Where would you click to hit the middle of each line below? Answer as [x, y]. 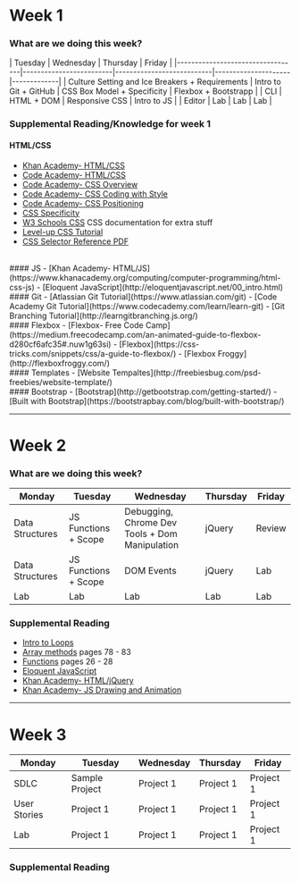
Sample [87, 778]
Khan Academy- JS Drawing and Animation [102, 690]
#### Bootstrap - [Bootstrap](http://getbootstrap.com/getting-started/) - [143, 391]
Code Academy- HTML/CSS [74, 174]
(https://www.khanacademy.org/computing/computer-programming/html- [145, 277]
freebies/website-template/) [61, 382]
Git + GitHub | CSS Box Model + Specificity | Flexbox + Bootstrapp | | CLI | [146, 91]
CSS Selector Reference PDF [75, 241]
